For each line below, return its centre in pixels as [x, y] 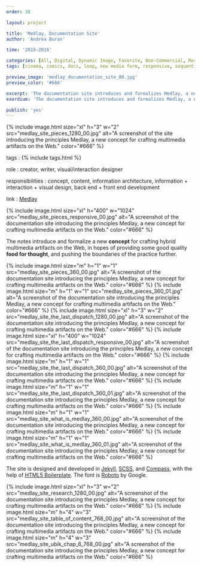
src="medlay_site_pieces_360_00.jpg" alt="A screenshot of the [84, 272]
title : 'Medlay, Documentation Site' [53, 34]
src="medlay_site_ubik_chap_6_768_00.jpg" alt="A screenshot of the [90, 544]
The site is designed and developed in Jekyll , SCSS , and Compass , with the [99, 469]
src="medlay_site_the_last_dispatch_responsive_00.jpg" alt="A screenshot [98, 342]
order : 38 [19, 12]
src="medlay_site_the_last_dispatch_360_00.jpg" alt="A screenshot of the [97, 368]
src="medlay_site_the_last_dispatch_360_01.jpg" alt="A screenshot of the [96, 393]
